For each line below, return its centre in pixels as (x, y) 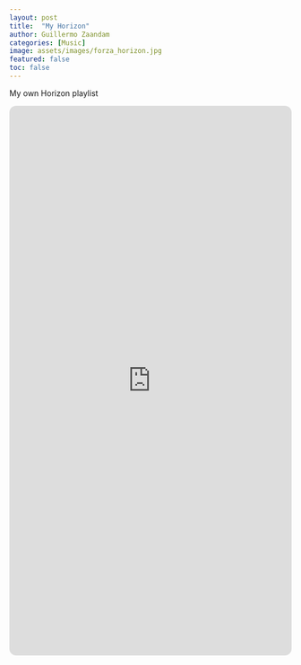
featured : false (39, 59)
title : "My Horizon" (50, 26)
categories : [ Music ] (48, 43)
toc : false (30, 68)
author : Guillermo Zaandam (60, 34)
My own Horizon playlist (54, 93)
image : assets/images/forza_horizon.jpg (86, 51)
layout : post (34, 17)
